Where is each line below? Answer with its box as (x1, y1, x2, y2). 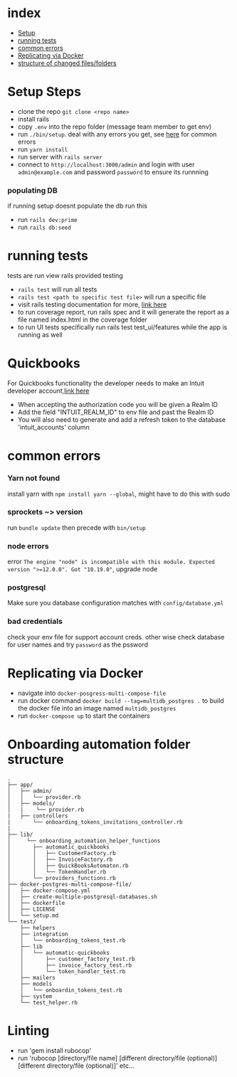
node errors (7, 541, 49, 551)
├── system (20, 992, 53, 1000)
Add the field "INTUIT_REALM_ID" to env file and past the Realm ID (17, 408, 214, 417)
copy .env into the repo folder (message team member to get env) (17, 122, 212, 131)
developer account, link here (7, 386, 90, 396)
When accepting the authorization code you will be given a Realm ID (17, 400, 218, 409)
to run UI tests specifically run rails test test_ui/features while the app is (17, 323, 228, 331)
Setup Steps (7, 84, 82, 100)
